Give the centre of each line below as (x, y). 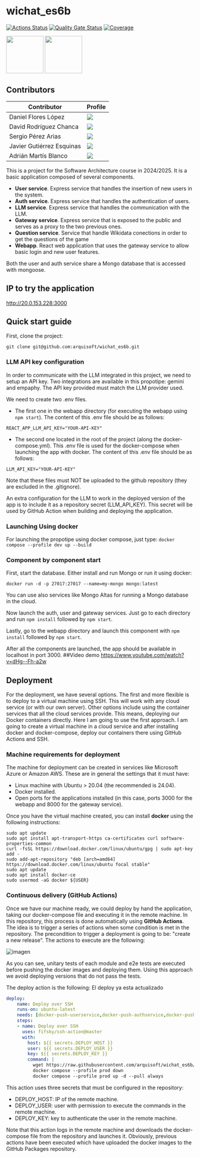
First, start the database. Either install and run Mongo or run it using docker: (99, 573)
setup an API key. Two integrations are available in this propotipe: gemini (95, 381)
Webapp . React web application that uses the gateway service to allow (102, 245)
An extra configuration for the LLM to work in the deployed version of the (96, 498)
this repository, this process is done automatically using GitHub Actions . (95, 921)
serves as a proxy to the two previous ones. (68, 226)
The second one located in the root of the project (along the (88, 439)
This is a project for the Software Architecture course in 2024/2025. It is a (97, 170)
